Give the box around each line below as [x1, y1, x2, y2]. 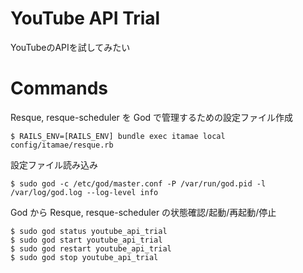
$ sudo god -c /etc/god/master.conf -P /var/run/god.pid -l [10, 178, 267, 189]
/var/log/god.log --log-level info [10, 187, 159, 197]
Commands [10, 77, 109, 100]
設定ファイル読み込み [10, 158, 98, 171]
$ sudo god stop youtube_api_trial [10, 252, 159, 262]
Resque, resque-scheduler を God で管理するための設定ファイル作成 [10, 111, 294, 123]
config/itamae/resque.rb [10, 140, 114, 150]
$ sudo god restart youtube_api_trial [10, 243, 172, 254]
